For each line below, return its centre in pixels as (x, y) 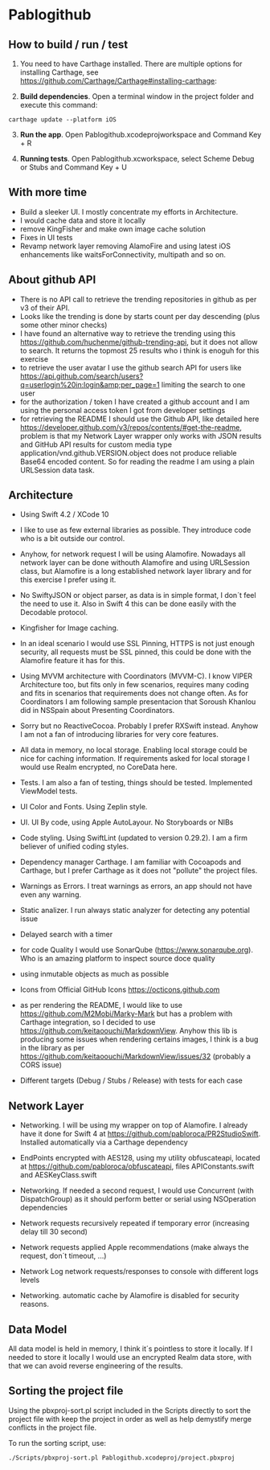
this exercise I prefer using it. (68, 579)
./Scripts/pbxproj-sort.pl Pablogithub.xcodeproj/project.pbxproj (122, 1458)
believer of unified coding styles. (74, 846)
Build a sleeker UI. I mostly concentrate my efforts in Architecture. (129, 211)
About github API (52, 280)
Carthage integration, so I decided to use (88, 1022)
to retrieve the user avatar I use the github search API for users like (131, 367)
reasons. (35, 1304)
